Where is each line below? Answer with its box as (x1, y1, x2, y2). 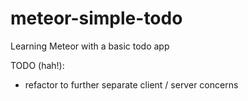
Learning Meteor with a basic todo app (10, 40, 170, 52)
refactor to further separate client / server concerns (24, 78, 239, 91)
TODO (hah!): (10, 59, 65, 71)
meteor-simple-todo (10, 7, 183, 30)
